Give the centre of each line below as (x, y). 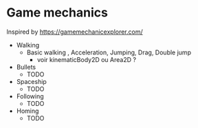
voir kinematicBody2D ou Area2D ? (87, 59)
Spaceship (32, 81)
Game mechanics (57, 13)
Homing (27, 111)
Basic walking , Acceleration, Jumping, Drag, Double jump (109, 52)
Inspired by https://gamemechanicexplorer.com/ (75, 32)
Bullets (26, 67)
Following (30, 96)
